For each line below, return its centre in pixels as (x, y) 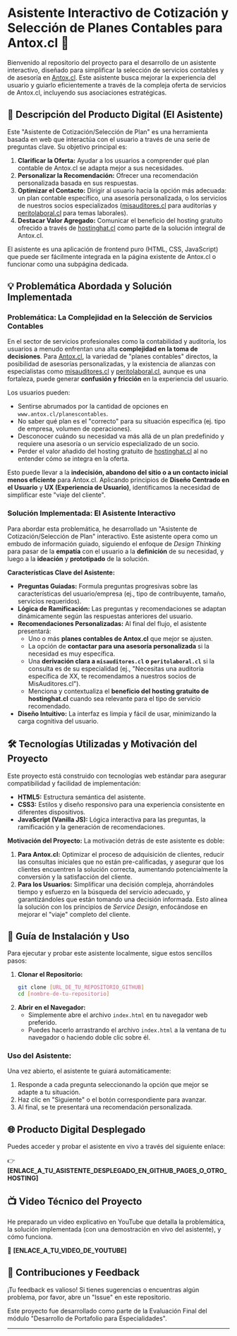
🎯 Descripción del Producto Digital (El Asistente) (115, 115)
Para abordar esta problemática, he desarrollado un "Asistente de (102, 529)
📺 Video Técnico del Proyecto (75, 1201)
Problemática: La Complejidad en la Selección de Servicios (110, 318)
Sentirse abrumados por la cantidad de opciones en (93, 407)
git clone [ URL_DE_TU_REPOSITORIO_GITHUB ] (81, 987)
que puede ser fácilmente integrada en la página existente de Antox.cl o (112, 256)
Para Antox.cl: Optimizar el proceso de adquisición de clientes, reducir (121, 854)
